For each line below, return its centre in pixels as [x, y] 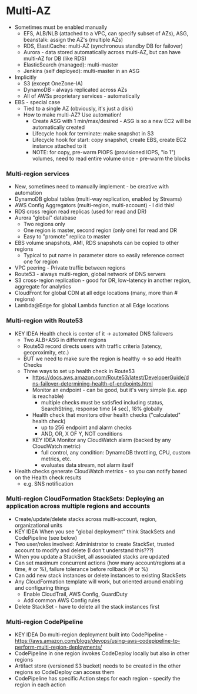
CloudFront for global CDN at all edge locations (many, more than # [96, 293]
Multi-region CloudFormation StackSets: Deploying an [85, 499]
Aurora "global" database [45, 218]
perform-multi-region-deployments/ [58, 647]
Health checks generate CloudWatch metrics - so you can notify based [101, 471]
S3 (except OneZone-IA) [53, 83]
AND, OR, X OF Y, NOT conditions [82, 433]
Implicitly [26, 77]
